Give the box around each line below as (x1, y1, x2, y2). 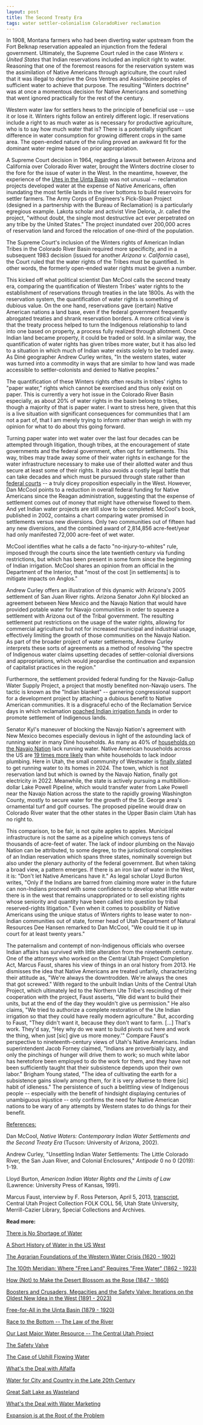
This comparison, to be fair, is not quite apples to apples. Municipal (6, 827, 173, 835)
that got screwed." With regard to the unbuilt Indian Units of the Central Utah (6, 980, 197, 988)
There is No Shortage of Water (6, 1230, 83, 1237)
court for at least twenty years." (6, 930, 85, 937)
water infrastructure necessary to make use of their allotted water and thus (6, 460, 193, 468)
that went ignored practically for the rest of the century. (6, 94, 145, 102)
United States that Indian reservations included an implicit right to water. (6, 56, 186, 64)
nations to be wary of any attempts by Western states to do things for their (6, 1103, 192, 1110)
